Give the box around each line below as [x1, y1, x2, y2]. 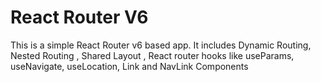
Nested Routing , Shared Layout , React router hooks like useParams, [10, 49, 295, 61]
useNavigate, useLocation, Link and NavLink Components [10, 60, 249, 72]
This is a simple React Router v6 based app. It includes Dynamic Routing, [10, 39, 312, 51]
